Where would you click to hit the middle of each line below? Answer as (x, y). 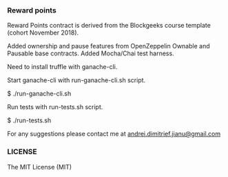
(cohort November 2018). (43, 32)
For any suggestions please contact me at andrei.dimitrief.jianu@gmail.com (114, 134)
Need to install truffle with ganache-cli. (62, 67)
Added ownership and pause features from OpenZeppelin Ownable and (108, 46)
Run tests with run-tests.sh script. (55, 107)
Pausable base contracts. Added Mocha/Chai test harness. (91, 53)
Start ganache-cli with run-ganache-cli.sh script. (76, 80)
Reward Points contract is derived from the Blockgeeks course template (109, 26)
